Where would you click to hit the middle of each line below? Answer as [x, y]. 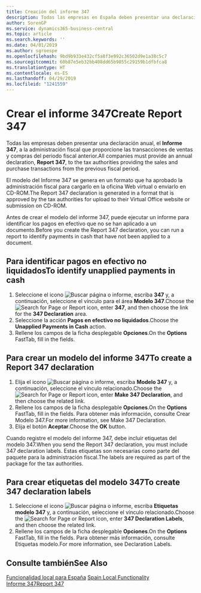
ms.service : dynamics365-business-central [60, 28]
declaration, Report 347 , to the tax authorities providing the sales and [92, 162]
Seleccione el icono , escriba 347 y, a [95, 295]
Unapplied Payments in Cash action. [60, 326]
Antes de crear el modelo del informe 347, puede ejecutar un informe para [98, 217]
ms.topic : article [29, 34]
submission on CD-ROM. [37, 205]
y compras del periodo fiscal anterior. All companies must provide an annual [99, 156]
